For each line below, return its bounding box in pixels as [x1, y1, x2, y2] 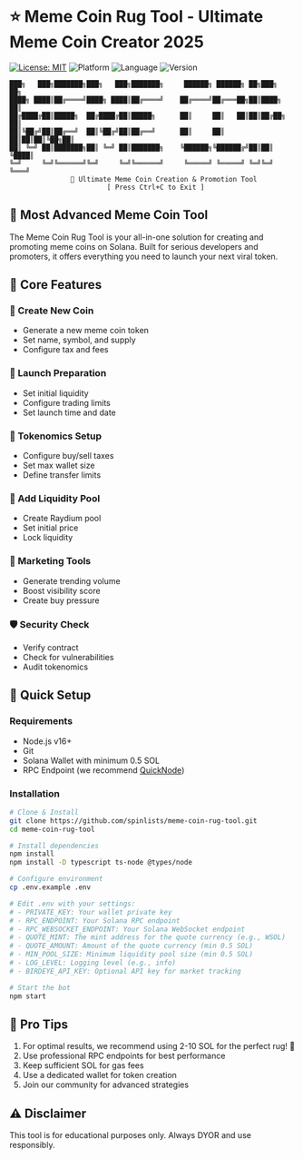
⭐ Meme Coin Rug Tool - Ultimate [9, 6, 264, 27]
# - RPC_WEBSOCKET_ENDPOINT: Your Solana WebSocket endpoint [9, 925, 246, 934]
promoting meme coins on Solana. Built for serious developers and [9, 241, 259, 252]
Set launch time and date [22, 407, 116, 418]
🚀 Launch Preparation [9, 367, 107, 380]
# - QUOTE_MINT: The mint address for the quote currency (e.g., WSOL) [9, 933, 286, 942]
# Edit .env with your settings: [9, 899, 136, 908]
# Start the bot [9, 983, 71, 992]
